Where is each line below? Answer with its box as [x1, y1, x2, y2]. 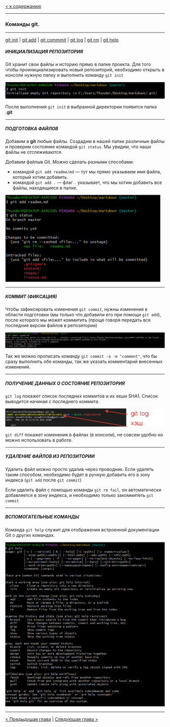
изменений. [5, 364, 31, 370]
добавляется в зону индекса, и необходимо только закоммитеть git [5, 492, 154, 498]
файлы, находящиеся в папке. [12, 185, 77, 191]
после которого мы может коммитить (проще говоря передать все [5, 317, 151, 323]
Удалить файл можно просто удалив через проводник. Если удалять [5, 466, 154, 472]
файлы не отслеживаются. [5, 149, 63, 155]
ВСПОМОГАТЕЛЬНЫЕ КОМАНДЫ [5, 514, 79, 520]
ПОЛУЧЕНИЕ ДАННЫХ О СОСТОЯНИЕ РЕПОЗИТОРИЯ [5, 380, 125, 386]
